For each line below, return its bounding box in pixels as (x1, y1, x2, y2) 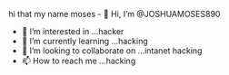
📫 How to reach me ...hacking (21, 55, 136, 66)
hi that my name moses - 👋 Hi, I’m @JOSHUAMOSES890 (8, 9, 221, 19)
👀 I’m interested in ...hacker (21, 26, 124, 36)
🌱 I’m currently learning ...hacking (21, 36, 148, 46)
